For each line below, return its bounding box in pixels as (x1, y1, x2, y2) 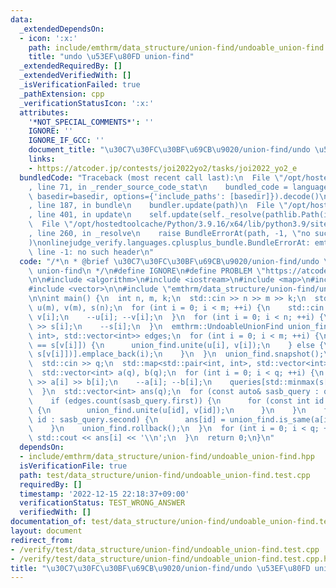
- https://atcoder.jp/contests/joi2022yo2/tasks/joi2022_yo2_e (28, 163, 298, 173)
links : (28, 154, 56, 164)
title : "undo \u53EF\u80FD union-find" (28, 52, 195, 62)
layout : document (10, 526, 83, 536)
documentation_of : (10, 517, 87, 527)
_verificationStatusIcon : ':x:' (19, 98, 155, 108)
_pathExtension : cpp (19, 89, 105, 99)
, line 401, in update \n (28, 210, 132, 220)
